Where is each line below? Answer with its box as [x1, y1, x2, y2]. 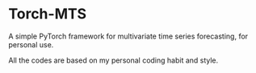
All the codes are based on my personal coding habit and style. [8, 55, 219, 65]
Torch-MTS [8, 5, 87, 23]
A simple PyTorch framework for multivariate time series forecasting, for [8, 31, 249, 41]
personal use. [8, 39, 54, 49]
